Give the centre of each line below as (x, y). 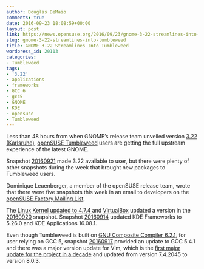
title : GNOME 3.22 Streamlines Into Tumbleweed (68, 46)
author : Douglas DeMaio (36, 12)
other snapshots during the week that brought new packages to (86, 168)
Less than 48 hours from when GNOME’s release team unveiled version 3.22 (102, 137)
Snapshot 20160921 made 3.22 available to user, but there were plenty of (98, 161)
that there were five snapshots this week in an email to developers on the (98, 192)
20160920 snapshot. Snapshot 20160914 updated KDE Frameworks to (94, 217)
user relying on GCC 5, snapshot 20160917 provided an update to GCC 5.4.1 (101, 242)
